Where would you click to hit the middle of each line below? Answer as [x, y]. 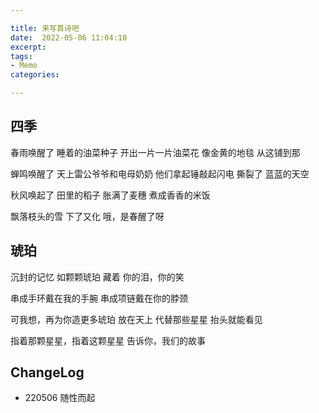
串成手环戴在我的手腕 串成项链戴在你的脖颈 [99, 298]
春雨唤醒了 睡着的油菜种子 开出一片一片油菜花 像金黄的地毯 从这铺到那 [155, 152]
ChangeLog [47, 372]
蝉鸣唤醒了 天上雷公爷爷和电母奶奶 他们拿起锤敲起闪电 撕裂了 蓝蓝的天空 [160, 173]
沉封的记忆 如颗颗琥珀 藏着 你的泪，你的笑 [97, 277]
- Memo [24, 66]
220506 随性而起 [60, 398]
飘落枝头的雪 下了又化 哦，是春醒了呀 [87, 216]
